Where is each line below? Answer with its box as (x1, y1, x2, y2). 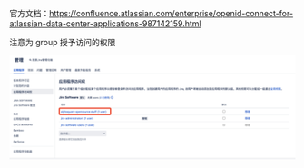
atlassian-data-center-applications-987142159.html (9, 18, 201, 29)
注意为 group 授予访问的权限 (9, 37, 116, 47)
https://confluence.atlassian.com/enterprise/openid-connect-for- (49, 8, 293, 18)
